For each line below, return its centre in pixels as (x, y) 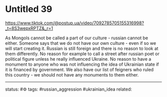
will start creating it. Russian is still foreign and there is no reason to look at (82, 48)
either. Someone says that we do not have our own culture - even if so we (81, 43)
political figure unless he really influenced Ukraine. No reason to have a (78, 59)
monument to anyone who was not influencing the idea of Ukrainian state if (82, 64)
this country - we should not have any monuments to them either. (72, 75)
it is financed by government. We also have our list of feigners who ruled (80, 69)
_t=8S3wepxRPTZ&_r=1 (29, 28)
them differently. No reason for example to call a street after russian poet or (83, 54)
